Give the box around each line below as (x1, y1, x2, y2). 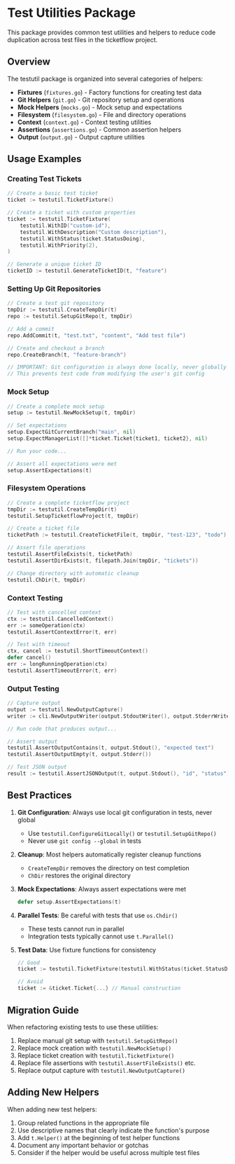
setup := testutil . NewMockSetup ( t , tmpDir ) (7, 409, 136, 416)
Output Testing (7, 683, 59, 693)
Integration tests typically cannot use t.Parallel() (27, 932, 174, 940)
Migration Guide (7, 1004, 79, 1016)
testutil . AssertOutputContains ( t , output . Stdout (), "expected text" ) (7, 744, 215, 751)
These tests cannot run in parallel (27, 924, 124, 933)
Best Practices (7, 790, 72, 802)
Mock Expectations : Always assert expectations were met (17, 884, 187, 893)
